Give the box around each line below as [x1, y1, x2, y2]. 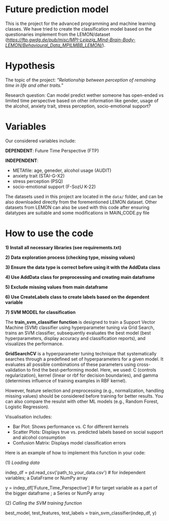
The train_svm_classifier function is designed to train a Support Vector [5, 319, 156, 325]
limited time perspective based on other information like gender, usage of [5, 97, 159, 103]
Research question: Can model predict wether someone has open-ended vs [5, 92, 164, 98]
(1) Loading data [5, 459, 40, 465]
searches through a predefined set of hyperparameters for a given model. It [5, 356, 164, 362]
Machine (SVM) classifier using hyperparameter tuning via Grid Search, [5, 324, 155, 330]
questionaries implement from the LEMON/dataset [5, 31, 111, 37]
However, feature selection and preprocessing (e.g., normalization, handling [5, 387, 164, 394]
